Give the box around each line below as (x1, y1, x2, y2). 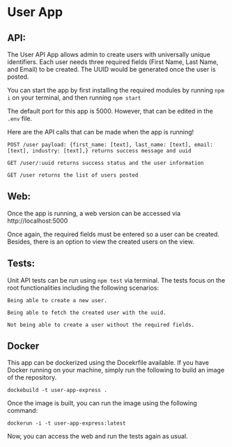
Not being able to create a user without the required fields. (7, 321, 195, 328)
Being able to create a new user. (7, 297, 108, 304)
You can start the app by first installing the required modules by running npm (7, 86, 224, 94)
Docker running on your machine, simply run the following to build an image (7, 366, 225, 375)
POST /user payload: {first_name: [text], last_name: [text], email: (7, 141, 214, 148)
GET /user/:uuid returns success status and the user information (7, 159, 204, 166)
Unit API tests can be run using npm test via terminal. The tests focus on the (7, 276, 226, 284)
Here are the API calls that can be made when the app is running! (7, 128, 194, 136)
